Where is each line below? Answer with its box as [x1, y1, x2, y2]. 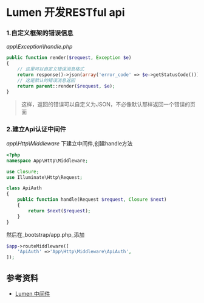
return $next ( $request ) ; [28, 207, 91, 214]
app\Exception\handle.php [6, 43, 73, 50]
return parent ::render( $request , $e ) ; [17, 83, 115, 89]
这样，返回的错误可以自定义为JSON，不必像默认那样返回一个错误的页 [21, 100, 196, 108]
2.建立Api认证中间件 [6, 125, 67, 133]
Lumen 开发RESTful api [6, 5, 126, 19]
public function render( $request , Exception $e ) [6, 55, 132, 61]
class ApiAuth [6, 185, 42, 192]
